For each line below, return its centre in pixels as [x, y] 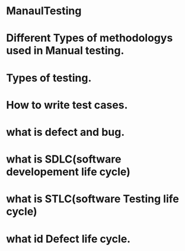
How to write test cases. [67, 105]
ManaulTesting [44, 11]
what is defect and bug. [66, 132]
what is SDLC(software [64, 159]
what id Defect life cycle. [68, 239]
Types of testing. [49, 78]
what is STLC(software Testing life [92, 199]
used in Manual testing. [65, 51]
